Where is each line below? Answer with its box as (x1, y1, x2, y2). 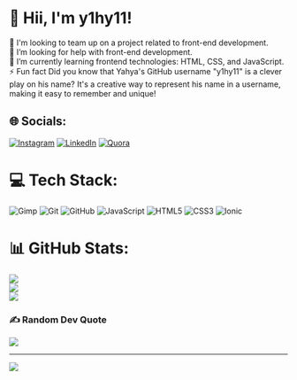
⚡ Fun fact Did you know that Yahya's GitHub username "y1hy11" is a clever (9, 66, 283, 76)
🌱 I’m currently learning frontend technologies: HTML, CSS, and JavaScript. (9, 56, 285, 66)
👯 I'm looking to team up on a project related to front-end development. (9, 37, 269, 48)
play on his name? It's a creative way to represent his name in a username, (9, 79, 281, 89)
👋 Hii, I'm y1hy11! (9, 8, 133, 28)
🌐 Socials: (9, 114, 67, 129)
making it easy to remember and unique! (9, 88, 156, 98)
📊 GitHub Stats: (9, 238, 130, 258)
